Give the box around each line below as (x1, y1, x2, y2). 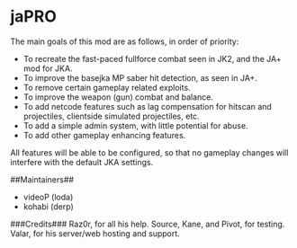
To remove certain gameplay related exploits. (22, 82, 192, 93)
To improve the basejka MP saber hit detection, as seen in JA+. (22, 72, 257, 83)
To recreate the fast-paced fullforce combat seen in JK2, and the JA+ (22, 53, 282, 64)
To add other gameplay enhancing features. (22, 129, 186, 140)
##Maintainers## (10, 173, 75, 185)
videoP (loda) (22, 191, 74, 202)
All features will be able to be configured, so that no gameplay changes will (10, 146, 289, 158)
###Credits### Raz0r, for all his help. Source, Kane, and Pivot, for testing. (10, 218, 285, 229)
